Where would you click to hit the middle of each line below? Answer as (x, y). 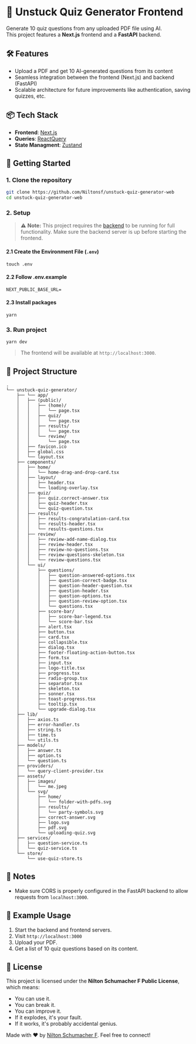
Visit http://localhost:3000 (48, 936)
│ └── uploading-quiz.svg (56, 833)
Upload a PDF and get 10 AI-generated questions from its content (94, 71)
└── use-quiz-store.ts (55, 859)
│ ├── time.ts (37, 735)
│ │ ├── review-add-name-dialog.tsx (67, 540)
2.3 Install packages (31, 302)
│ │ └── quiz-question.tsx (55, 508)
